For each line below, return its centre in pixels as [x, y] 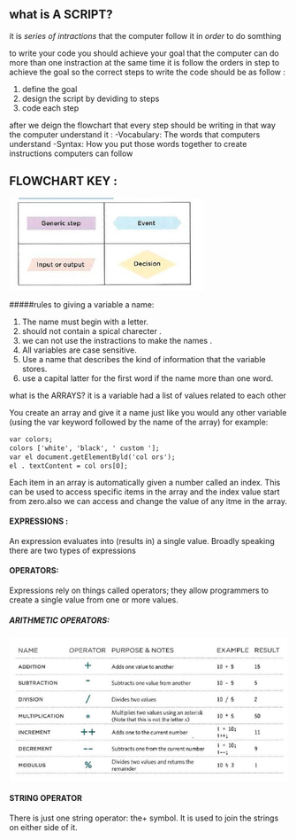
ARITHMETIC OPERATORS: [60, 620]
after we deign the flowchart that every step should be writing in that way [143, 125]
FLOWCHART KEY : [63, 181]
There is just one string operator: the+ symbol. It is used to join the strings [144, 818]
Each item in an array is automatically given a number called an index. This [145, 482]
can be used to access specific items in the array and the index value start [144, 492]
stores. [34, 369]
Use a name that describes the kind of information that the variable [144, 359]
